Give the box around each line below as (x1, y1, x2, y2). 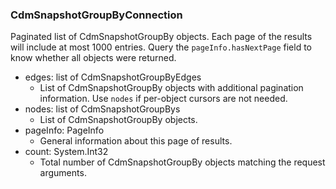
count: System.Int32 (24, 146, 109, 158)
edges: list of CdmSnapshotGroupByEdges (24, 71, 202, 83)
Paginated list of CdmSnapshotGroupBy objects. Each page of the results (10, 31, 313, 43)
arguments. (39, 167, 87, 179)
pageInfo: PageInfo (24, 124, 105, 137)
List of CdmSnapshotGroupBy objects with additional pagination (39, 82, 304, 94)
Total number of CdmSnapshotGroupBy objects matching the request (39, 156, 326, 168)
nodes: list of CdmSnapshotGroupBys (24, 103, 181, 115)
